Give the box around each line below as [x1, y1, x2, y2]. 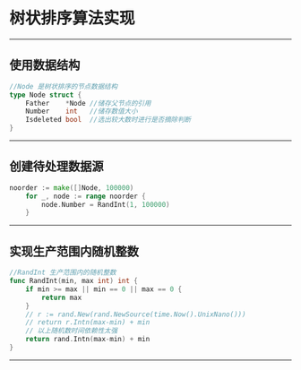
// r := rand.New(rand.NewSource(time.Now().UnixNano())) [25, 310, 246, 319]
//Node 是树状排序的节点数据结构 [9, 82, 118, 90]
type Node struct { [9, 90, 82, 99]
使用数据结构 [9, 57, 81, 73]
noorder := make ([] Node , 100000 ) [9, 183, 134, 193]
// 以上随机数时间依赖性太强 [25, 326, 118, 336]
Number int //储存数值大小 [25, 107, 138, 116]
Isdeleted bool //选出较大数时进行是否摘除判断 [25, 116, 191, 125]
